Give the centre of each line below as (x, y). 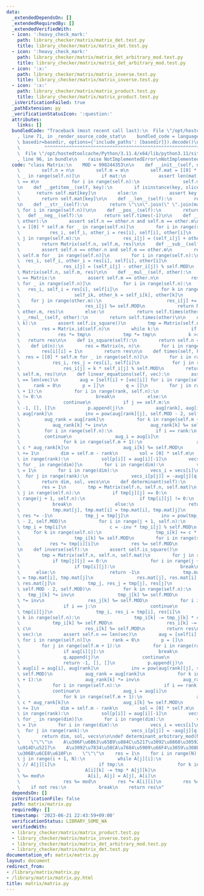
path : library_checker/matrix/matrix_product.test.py (87, 91)
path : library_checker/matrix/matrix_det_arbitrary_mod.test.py (100, 57)
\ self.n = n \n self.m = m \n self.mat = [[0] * (107, 170)
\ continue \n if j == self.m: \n (93, 402)
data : (13, 12)
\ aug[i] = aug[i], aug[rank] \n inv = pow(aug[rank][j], (106, 668)
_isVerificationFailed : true (49, 102)
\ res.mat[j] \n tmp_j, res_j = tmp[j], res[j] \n (95, 584)
